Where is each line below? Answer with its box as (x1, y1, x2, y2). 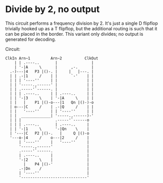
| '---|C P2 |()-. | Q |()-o (10, 131, 90, 136)
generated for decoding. (5, 36, 56, 42)
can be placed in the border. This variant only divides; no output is (5, 31, 143, 37)
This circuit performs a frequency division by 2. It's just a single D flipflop (5, 20, 158, 26)
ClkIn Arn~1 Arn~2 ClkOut (5, 55, 99, 61)
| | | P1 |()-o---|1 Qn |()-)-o (10, 100, 94, 105)
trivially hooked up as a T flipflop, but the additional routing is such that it (5, 25, 157, 31)
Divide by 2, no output (5, 4, 100, 15)
